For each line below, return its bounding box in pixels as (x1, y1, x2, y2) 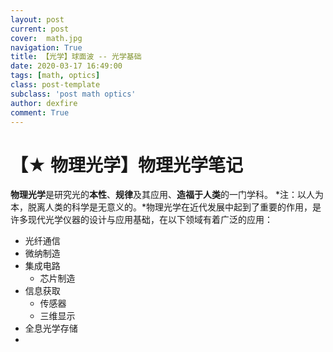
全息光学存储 (24, 322, 78, 335)
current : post (10, 24, 70, 34)
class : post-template (10, 80, 101, 90)
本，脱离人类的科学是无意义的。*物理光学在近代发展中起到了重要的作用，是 (10, 201, 322, 213)
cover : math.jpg (10, 33, 83, 43)
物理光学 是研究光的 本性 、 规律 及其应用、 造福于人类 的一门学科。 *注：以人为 (10, 189, 324, 201)
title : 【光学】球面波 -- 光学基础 (10, 52, 142, 62)
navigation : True (10, 42, 83, 53)
